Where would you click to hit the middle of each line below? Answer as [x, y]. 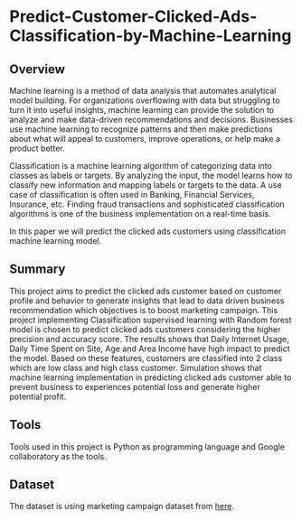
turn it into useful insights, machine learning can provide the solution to [142, 110]
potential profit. [38, 396]
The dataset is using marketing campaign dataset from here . [122, 506]
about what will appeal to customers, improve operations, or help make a [145, 139]
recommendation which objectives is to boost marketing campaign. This [144, 310]
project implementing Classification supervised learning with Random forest [151, 320]
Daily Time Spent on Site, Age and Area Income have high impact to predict [150, 348]
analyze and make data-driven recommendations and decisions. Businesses [151, 120]
